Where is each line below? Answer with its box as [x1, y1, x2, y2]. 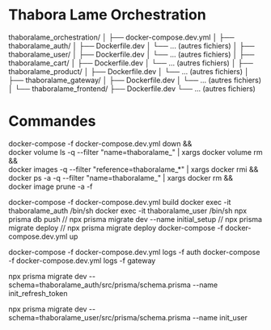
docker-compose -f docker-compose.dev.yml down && [8, 139, 193, 148]
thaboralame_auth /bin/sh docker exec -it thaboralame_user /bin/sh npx [8, 206, 248, 215]
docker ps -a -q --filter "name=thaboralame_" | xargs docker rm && [8, 173, 233, 182]
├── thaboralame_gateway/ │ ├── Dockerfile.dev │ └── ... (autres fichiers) [8, 75, 261, 85]
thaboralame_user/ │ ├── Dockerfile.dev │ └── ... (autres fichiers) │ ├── [8, 49, 255, 59]
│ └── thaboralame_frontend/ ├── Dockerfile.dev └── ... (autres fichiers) [8, 83, 256, 94]
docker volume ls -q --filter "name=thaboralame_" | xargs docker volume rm [8, 147, 263, 157]
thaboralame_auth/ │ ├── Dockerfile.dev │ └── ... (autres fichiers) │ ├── [8, 40, 255, 50]
